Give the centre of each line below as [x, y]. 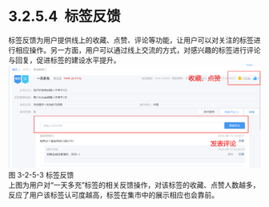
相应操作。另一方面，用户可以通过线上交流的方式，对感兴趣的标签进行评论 [138, 50]
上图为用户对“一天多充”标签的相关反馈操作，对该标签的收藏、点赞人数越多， [134, 185]
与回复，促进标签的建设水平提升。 [64, 60]
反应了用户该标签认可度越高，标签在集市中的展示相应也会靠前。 [113, 195]
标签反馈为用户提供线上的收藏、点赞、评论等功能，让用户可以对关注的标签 [131, 40]
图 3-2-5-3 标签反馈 [41, 175]
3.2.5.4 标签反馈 [64, 16]
